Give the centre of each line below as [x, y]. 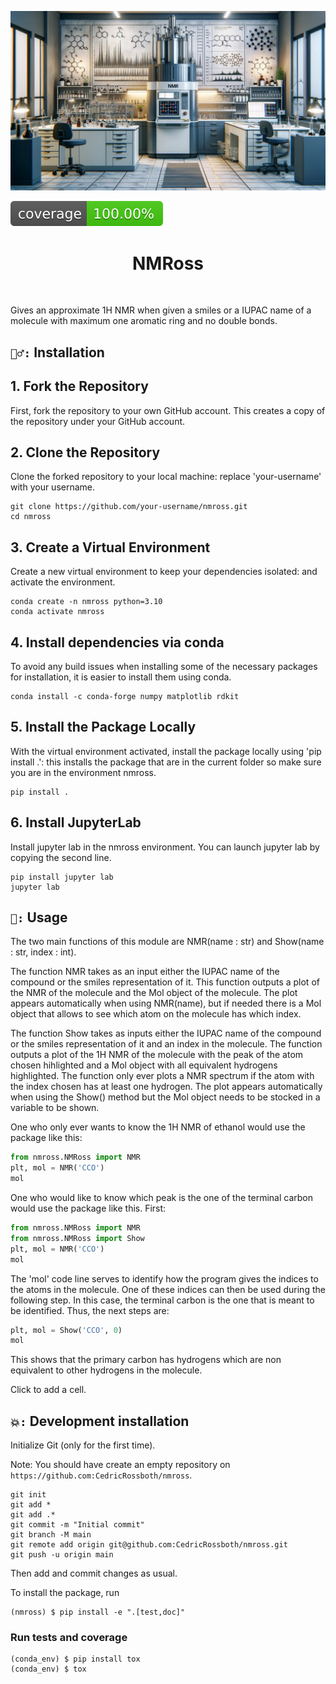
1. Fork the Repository [79, 386]
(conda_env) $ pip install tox [75, 1659]
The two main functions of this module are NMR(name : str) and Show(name [167, 942]
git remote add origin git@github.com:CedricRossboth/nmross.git [149, 1545]
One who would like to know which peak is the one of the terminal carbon [161, 1198]
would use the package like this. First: [88, 1208]
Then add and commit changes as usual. [94, 1573]
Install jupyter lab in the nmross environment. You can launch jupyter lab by [165, 847]
